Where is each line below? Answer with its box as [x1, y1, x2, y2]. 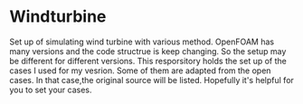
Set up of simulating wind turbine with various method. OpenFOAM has [9, 36, 274, 47]
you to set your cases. [9, 84, 92, 95]
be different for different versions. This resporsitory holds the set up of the [9, 55, 288, 66]
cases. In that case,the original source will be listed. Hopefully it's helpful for [9, 74, 294, 85]
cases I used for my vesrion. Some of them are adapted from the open [9, 65, 271, 76]
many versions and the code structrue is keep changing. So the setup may [9, 45, 287, 56]
